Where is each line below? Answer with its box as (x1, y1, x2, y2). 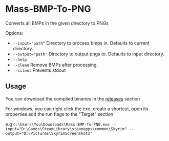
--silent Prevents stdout (12, 67, 66, 73)
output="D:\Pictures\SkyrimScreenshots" (5, 131, 93, 136)
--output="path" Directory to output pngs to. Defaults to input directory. (12, 51, 165, 57)
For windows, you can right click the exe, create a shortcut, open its (5, 106, 149, 112)
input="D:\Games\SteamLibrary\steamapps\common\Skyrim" (5, 126, 127, 131)
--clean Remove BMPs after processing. (12, 62, 98, 68)
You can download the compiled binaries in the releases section (5, 95, 140, 102)
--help (12, 57, 27, 62)
